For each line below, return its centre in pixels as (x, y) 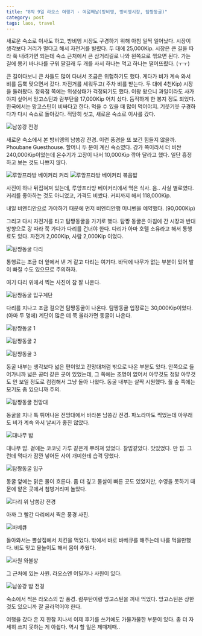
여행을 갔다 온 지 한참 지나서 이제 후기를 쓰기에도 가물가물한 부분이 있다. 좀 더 (97, 620)
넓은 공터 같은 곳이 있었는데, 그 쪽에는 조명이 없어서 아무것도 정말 (103, 374)
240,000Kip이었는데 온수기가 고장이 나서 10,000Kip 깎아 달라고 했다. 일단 (93, 155)
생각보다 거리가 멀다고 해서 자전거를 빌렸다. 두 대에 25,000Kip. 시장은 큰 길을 (97, 48)
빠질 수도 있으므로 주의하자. (45, 270)
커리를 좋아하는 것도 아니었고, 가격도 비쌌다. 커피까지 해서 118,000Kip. (89, 196)
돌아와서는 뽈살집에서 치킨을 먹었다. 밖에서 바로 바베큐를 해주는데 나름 (88, 540)
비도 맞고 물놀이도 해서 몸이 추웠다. (55, 548)
